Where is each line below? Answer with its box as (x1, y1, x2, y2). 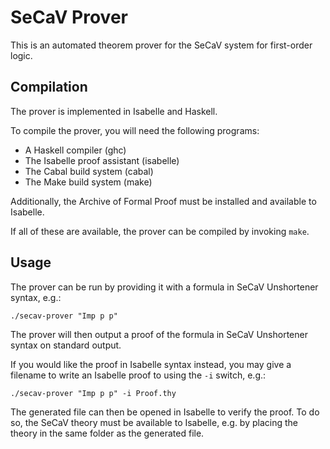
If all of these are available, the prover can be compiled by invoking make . (10, 225, 310, 237)
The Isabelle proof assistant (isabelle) (24, 154, 180, 166)
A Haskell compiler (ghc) (24, 144, 127, 156)
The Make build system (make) (24, 176, 153, 188)
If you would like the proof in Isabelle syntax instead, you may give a (10, 358, 292, 370)
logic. (10, 49, 33, 61)
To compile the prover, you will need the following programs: (10, 124, 260, 136)
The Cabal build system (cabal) (24, 165, 154, 177)
